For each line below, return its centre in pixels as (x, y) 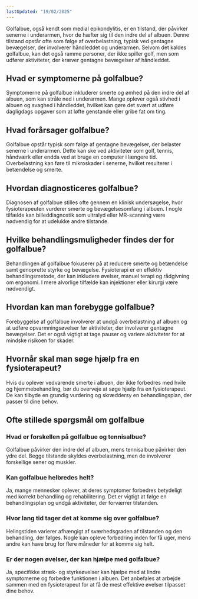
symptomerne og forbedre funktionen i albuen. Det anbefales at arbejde (93, 578)
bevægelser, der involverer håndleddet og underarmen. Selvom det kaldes (96, 47)
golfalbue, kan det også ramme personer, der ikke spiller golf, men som (93, 53)
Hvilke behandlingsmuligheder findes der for (90, 240)
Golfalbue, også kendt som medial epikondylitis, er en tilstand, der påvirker (97, 28)
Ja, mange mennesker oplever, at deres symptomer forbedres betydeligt (94, 490)
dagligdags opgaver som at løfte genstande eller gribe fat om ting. (86, 112)
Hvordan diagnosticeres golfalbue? (72, 188)
